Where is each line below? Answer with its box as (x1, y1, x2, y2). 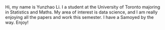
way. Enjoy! (5, 19, 29, 25)
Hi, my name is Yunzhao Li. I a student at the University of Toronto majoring (5, 4, 161, 10)
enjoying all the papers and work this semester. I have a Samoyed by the (5, 15, 154, 20)
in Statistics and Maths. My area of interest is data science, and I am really (5, 9, 158, 15)
